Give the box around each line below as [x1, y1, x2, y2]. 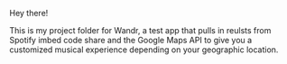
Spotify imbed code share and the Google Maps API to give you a [9, 35, 253, 45]
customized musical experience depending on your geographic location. [9, 44, 279, 55]
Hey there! [9, 8, 49, 18]
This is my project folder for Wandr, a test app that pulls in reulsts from [9, 25, 272, 35]
